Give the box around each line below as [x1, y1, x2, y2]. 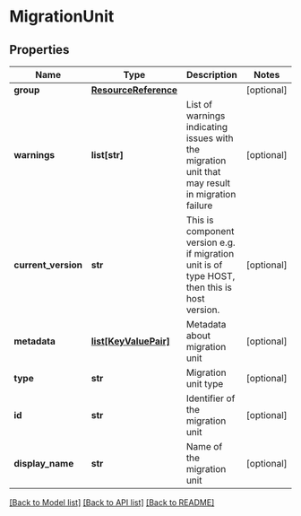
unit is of [185, 258, 223, 271]
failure [185, 199, 213, 212]
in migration [185, 188, 236, 200]
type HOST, [185, 270, 236, 282]
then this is [185, 281, 233, 293]
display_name [13, 458, 74, 469]
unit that [185, 166, 221, 178]
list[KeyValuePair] [90, 335, 170, 347]
